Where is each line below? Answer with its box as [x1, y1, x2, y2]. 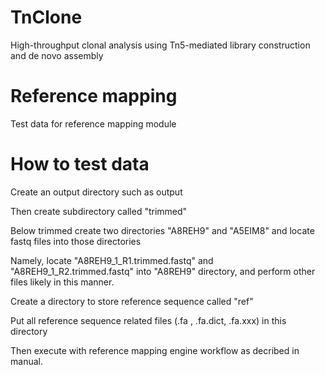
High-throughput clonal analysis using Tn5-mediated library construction [10, 39, 311, 51]
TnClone [10, 6, 83, 29]
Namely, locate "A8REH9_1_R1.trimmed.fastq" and [10, 254, 214, 266]
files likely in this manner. [10, 276, 115, 288]
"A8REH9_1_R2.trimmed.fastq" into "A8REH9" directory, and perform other [10, 265, 316, 277]
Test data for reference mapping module [10, 117, 177, 130]
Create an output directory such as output [10, 186, 183, 198]
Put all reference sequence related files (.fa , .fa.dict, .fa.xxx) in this [10, 314, 287, 326]
